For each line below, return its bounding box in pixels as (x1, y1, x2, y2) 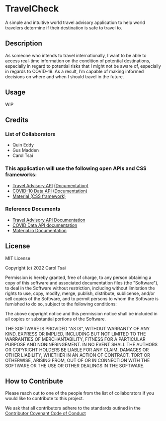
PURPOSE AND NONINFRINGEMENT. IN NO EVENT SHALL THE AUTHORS (5, 341, 158, 347)
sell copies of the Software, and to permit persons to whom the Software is (5, 295, 159, 301)
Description (5, 39, 42, 48)
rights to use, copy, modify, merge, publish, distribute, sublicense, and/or (5, 290, 155, 296)
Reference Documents (5, 205, 61, 212)
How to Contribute (5, 377, 64, 386)
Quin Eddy (12, 142, 34, 148)
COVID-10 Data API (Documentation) (12, 188, 88, 194)
